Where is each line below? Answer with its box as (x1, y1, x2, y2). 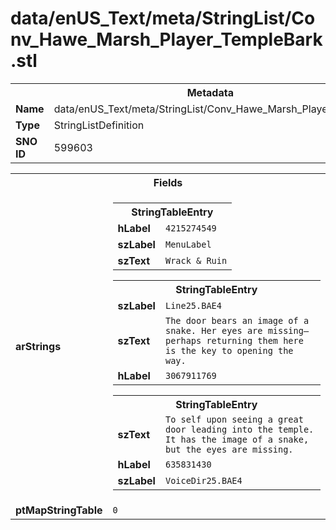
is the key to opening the (164, 345, 294, 356)
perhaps (164, 335, 202, 346)
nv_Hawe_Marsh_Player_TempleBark (10, 28, 323, 51)
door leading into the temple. (164, 423, 315, 435)
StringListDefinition (53, 118, 145, 132)
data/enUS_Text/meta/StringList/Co (10, 7, 316, 30)
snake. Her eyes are (164, 325, 263, 336)
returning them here (206, 335, 304, 346)
